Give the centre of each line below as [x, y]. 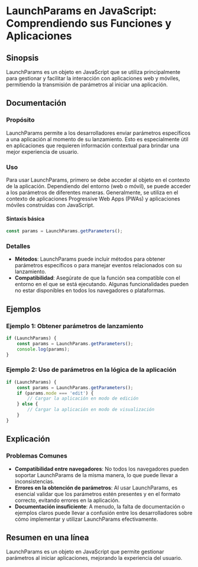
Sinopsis [22, 58]
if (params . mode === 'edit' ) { [55, 393]
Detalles [18, 246]
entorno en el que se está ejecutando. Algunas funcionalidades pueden [102, 284]
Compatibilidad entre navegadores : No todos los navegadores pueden [102, 469]
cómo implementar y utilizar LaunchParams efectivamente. [86, 519]
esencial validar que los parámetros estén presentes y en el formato [98, 494]
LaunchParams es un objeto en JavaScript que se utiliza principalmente [93, 72]
